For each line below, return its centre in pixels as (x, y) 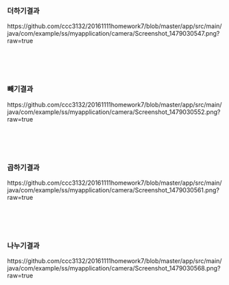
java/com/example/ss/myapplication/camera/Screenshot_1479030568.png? (114, 269)
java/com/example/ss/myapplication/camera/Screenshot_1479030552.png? (114, 112)
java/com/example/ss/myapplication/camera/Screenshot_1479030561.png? (113, 190)
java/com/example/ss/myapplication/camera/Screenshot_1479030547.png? (113, 34)
